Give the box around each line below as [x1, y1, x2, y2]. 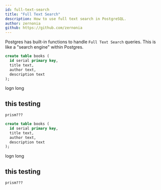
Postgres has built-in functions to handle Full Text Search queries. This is [5, 39, 156, 45]
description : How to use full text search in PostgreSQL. [5, 16, 127, 21]
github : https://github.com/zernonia [5, 26, 83, 30]
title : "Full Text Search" [5, 12, 61, 17]
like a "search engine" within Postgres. [5, 44, 84, 50]
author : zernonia [5, 21, 41, 26]
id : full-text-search [5, 7, 50, 12]
